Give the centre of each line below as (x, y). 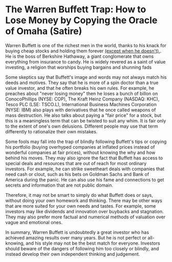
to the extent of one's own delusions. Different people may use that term (82, 126)
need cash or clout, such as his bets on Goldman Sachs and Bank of (77, 174)
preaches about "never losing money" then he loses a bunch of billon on (82, 93)
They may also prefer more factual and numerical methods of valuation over (85, 217)
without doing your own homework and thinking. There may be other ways (84, 200)
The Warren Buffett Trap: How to (76, 9)
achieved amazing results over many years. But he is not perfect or (76, 237)
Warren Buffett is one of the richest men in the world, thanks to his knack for (86, 45)
